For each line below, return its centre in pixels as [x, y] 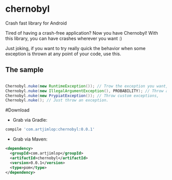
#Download [17, 110]
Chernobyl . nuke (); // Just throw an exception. [57, 100]
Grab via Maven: [30, 139]
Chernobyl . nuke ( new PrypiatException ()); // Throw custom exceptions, [82, 96]
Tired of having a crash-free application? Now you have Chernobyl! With [82, 33]
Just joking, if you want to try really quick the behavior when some [76, 48]
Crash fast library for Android [36, 23]
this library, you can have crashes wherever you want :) [64, 38]
